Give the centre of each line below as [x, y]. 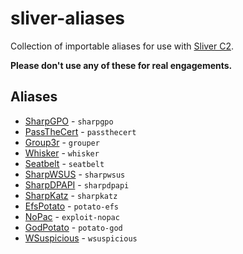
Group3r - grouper [62, 142]
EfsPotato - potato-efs [71, 206]
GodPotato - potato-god [73, 227]
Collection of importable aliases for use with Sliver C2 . [122, 46]
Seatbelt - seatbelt [64, 163]
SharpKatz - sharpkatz [71, 195]
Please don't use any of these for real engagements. [121, 65]
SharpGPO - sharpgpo [69, 121]
